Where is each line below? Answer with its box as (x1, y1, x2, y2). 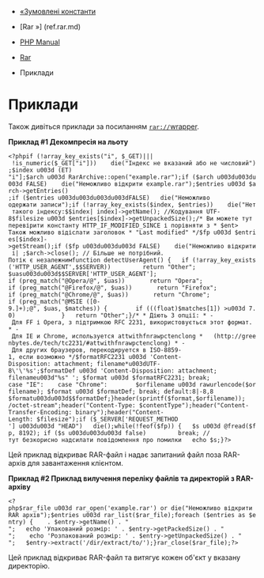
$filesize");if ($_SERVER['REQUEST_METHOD (36, 415, 179, 423)
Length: (8, 415, 34, 423)
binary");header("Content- (75, 408, 164, 416)
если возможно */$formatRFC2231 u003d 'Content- (18, 353, 182, 361)
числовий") (220, 159, 257, 167)
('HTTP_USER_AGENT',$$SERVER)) (8, 263, 111, 271)
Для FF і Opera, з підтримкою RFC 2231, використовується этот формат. (11, 318, 253, 327)
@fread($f (224, 422, 257, 430)
